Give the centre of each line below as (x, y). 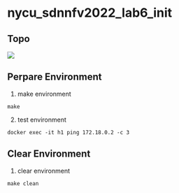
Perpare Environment (55, 77)
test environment (42, 120)
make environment (44, 94)
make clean (23, 183)
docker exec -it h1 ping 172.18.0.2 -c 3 (69, 132)
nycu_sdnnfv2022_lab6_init (90, 13)
